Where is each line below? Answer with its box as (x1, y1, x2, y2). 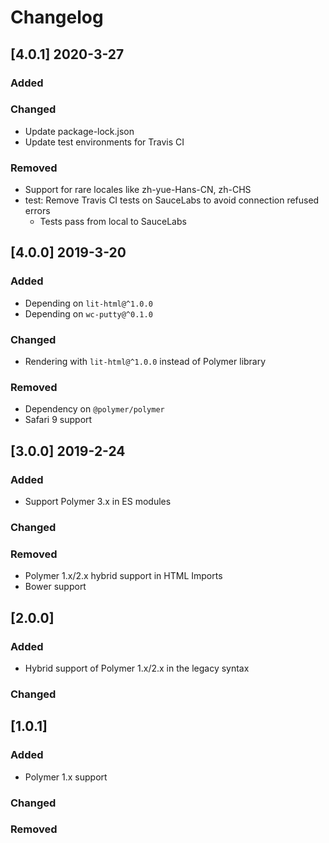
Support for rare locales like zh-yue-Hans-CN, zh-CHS (24, 184, 252, 196)
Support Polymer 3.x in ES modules (24, 496, 172, 508)
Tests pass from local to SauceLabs (39, 216, 187, 228)
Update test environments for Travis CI (24, 136, 185, 148)
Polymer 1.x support (24, 771, 108, 783)
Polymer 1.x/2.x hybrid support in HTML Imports (24, 570, 223, 582)
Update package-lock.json (24, 125, 135, 137)
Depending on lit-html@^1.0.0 (24, 297, 153, 309)
